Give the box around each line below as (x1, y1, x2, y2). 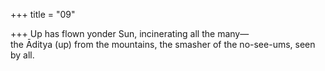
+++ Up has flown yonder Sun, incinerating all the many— (10, 28, 250, 39)
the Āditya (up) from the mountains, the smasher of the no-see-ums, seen (10, 39, 316, 50)
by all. (10, 49, 35, 61)
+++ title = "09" (10, 9, 76, 20)
